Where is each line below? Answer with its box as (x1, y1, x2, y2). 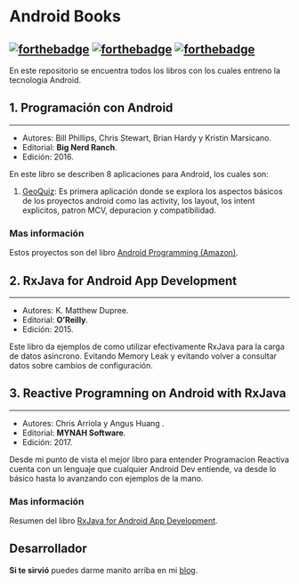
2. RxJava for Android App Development (9, 273, 238, 288)
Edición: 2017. (21, 436, 73, 447)
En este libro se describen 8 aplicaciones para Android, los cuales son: (9, 168, 269, 179)
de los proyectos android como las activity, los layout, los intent (21, 195, 255, 206)
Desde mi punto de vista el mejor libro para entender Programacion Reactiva (9, 454, 289, 465)
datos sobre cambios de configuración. (9, 360, 154, 370)
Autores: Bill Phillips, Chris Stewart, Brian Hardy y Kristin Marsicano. (21, 132, 272, 143)
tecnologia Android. (9, 75, 82, 85)
